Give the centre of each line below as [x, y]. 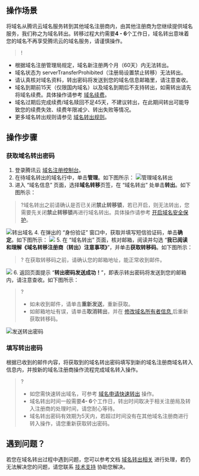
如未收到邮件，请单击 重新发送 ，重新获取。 [81, 304]
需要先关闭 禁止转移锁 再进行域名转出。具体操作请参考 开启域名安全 [102, 212]
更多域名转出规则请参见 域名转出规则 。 [62, 117]
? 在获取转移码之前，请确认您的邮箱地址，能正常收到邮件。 [93, 259]
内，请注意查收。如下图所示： [42, 280]
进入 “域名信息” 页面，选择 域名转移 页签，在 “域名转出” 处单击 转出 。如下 [103, 185]
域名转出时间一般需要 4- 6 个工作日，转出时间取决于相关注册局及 [107, 401]
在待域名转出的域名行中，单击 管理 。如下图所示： [74, 177]
